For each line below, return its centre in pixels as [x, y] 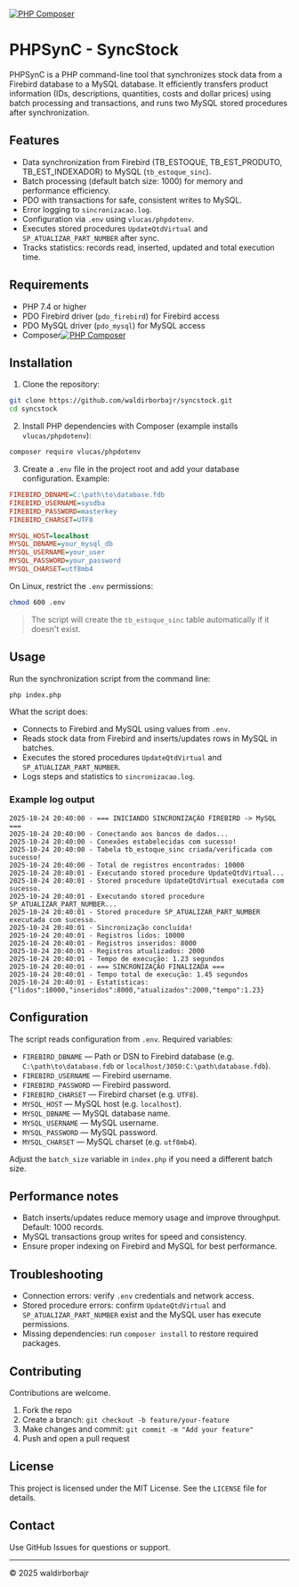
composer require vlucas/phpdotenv [75, 452]
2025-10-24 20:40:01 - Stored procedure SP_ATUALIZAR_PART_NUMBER [135, 912]
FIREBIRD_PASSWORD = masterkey [63, 511]
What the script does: [49, 712]
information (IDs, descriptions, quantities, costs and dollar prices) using [140, 93]
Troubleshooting [57, 1274]
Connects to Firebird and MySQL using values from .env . [126, 729]
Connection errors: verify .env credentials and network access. [138, 1296]
